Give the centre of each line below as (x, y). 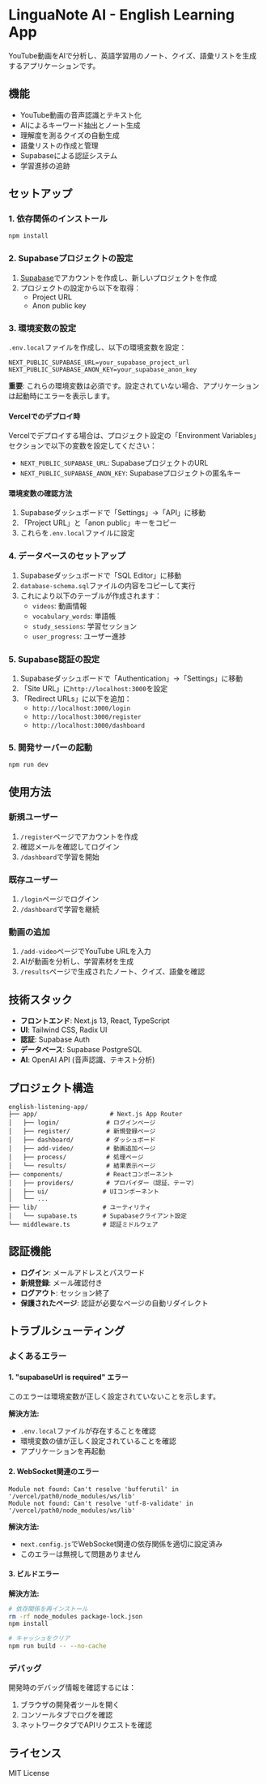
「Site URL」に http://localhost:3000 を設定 (94, 688)
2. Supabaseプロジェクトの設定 (71, 259)
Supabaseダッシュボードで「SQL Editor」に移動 (101, 575)
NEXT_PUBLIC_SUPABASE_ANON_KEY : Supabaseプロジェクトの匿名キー (130, 473)
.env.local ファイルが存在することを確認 (88, 1431)
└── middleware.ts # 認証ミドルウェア (83, 1224)
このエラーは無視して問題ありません (80, 1554)
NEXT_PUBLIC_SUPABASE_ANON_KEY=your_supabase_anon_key (103, 370)
